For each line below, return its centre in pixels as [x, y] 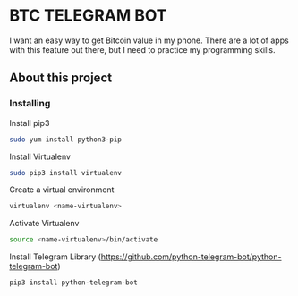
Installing [30, 104]
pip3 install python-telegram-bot [74, 283]
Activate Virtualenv [44, 224]
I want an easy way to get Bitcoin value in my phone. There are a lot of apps [149, 40]
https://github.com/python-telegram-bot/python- [191, 257]
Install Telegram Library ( [55, 257]
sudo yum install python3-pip [66, 140]
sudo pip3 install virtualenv [66, 173]
